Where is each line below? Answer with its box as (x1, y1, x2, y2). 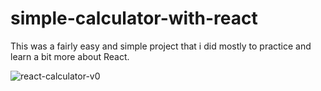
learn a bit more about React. (10, 50, 130, 62)
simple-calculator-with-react (10, 7, 258, 30)
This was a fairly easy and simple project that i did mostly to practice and (10, 40, 312, 52)
